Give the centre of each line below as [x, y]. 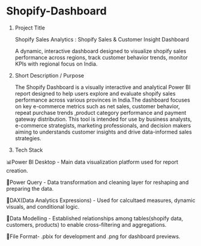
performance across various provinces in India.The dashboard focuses [102, 100]
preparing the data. [30, 188]
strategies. [28, 138]
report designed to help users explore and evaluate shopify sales [95, 93]
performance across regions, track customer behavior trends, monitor [101, 57]
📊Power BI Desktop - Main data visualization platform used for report [92, 162]
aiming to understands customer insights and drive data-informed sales [103, 132]
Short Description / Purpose [49, 75]
